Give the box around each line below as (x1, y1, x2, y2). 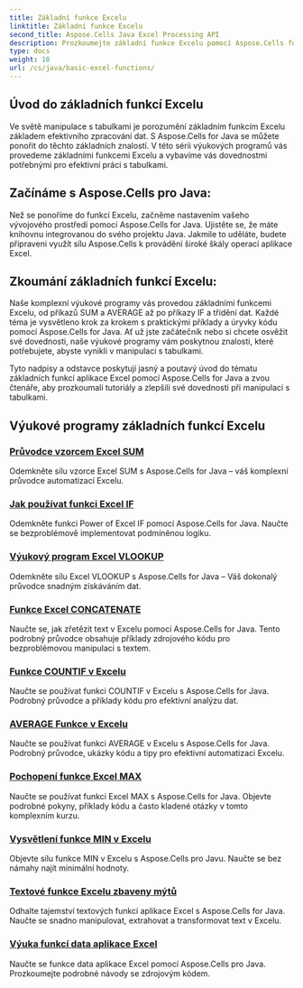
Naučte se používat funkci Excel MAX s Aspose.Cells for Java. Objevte (9, 790, 272, 801)
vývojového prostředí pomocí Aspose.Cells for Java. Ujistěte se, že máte (9, 218, 279, 230)
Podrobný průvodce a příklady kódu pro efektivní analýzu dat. (9, 696, 239, 706)
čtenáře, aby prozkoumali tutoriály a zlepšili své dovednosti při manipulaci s (9, 383, 290, 393)
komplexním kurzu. (9, 809, 80, 821)
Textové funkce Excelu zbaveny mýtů (9, 885, 178, 898)
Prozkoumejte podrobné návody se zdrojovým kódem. (9, 967, 210, 979)
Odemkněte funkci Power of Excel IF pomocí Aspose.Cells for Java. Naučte (9, 518, 289, 529)
